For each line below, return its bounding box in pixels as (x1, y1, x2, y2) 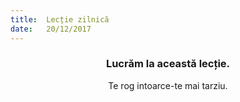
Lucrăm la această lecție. (105, 57, 231, 71)
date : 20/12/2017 (10, 24, 92, 34)
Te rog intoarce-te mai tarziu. (108, 79, 228, 91)
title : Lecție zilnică (10, 14, 110, 25)
